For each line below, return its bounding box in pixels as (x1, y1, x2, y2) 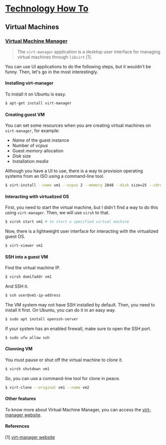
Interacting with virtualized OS (5, 194, 69, 199)
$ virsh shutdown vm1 (5, 366, 50, 371)
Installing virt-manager (5, 80, 54, 86)
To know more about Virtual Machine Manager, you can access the (5, 406, 142, 412)
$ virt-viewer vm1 (5, 243, 43, 248)
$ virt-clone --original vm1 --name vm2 (5, 385, 90, 390)
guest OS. (5, 234, 26, 240)
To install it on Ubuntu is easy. (5, 91, 66, 97)
